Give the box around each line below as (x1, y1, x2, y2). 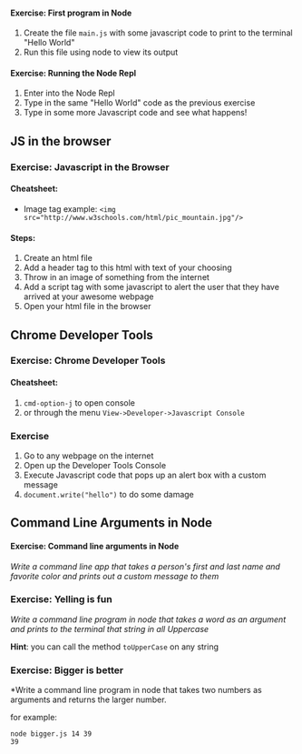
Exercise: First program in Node (10, 7, 132, 18)
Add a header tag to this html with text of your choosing (23, 262, 232, 273)
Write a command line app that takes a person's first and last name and (10, 560, 280, 572)
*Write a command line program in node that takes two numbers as (10, 685, 262, 696)
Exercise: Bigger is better (10, 664, 124, 677)
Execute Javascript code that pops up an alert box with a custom (23, 469, 267, 480)
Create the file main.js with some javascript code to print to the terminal (23, 27, 293, 38)
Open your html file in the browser (23, 301, 152, 312)
